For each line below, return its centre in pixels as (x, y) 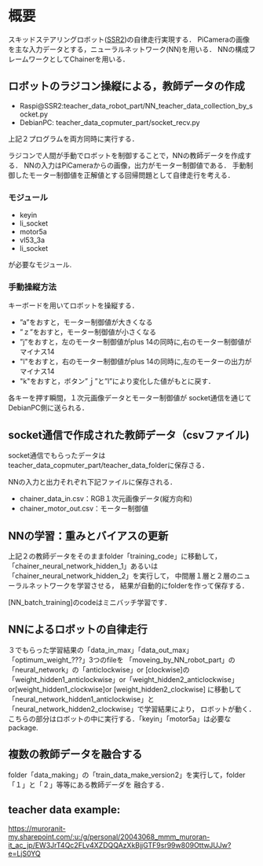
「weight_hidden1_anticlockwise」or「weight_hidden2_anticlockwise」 (123, 679)
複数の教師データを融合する (75, 755)
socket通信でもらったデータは (57, 455)
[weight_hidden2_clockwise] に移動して (177, 689)
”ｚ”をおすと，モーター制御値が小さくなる (88, 332)
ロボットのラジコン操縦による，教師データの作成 (126, 86)
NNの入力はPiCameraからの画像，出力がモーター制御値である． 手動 (135, 165)
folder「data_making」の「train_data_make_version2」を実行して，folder (127, 775)
